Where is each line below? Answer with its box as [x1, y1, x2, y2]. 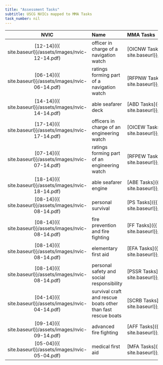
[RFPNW [127, 75, 147, 81]
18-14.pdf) [33, 188, 61, 195]
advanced [91, 323, 115, 330]
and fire [91, 228, 110, 235]
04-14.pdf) [33, 306, 61, 313]
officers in [91, 118, 115, 125]
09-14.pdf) [33, 333, 61, 339]
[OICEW [127, 124, 146, 131]
